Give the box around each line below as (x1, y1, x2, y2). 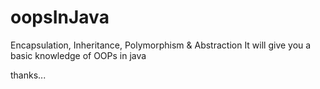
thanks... (10, 69, 47, 81)
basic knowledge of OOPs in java (10, 49, 147, 61)
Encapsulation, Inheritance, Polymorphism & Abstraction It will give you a (10, 39, 312, 51)
